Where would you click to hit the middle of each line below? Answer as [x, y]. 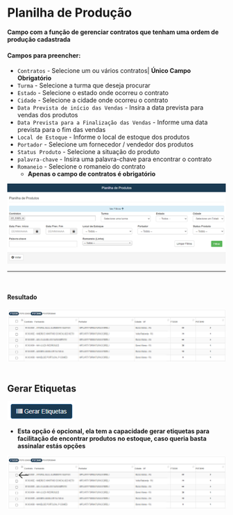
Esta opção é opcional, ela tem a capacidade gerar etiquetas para [113, 431]
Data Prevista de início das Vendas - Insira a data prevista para [110, 108]
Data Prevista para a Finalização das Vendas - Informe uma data [112, 122]
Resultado [22, 297]
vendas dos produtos [48, 115]
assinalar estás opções [51, 446]
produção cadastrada [39, 39]
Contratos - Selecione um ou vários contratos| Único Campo [104, 71]
